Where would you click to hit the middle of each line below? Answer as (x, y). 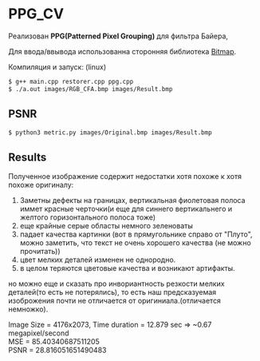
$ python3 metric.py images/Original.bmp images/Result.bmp (110, 133)
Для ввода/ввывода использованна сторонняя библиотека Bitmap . (122, 51)
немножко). (28, 309)
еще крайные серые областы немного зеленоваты (106, 226)
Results (28, 157)
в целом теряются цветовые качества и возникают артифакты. (127, 268)
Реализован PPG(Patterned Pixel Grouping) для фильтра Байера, (118, 36)
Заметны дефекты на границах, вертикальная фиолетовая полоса (132, 200)
